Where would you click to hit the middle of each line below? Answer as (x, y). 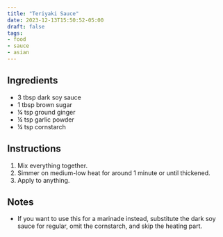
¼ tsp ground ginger (46, 112)
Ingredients (33, 81)
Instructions (34, 149)
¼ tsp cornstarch (41, 126)
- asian (18, 53)
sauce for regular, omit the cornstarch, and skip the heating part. (110, 226)
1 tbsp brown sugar (45, 104)
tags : (15, 33)
